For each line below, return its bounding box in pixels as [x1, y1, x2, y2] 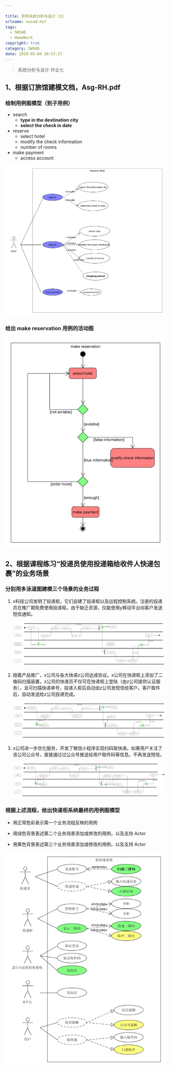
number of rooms [20, 144, 57, 150]
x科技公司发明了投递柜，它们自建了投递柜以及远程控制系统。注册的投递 [12, 598, 163, 604]
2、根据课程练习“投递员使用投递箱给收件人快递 [5, 560, 154, 568]
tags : [5, 25, 17, 30]
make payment [12, 150, 44, 156]
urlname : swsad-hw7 [5, 19, 47, 24]
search [12, 111, 27, 118]
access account [20, 155, 54, 161]
